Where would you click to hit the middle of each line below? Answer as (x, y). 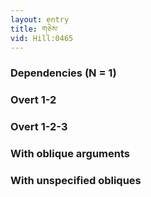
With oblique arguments (70, 154)
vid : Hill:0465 (42, 38)
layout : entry (40, 19)
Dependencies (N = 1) (63, 73)
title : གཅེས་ (34, 29)
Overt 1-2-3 (39, 127)
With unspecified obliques (76, 180)
